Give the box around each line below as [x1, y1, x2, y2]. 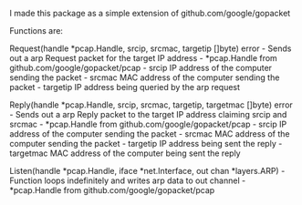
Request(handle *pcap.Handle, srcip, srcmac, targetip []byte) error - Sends [9, 43, 292, 54]
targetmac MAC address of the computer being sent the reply [9, 148, 241, 159]
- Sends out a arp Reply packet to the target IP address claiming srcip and [9, 109, 287, 119]
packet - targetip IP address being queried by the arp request [9, 82, 240, 92]
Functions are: [9, 26, 64, 36]
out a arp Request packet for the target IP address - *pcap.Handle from [9, 53, 278, 63]
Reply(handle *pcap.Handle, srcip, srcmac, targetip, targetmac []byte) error [9, 99, 294, 110]
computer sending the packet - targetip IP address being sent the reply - [9, 138, 283, 149]
